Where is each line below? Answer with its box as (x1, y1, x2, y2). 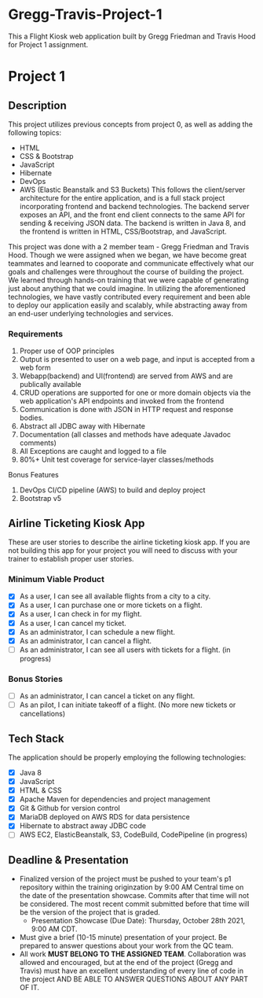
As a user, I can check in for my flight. (19, 609, 143, 619)
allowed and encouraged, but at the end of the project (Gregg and (19, 958, 233, 967)
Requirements (8, 328, 64, 339)
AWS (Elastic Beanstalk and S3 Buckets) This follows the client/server (19, 185, 246, 194)
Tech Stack (8, 731, 64, 745)
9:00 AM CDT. (31, 924, 78, 934)
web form (19, 363, 51, 373)
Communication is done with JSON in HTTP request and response (19, 405, 234, 414)
